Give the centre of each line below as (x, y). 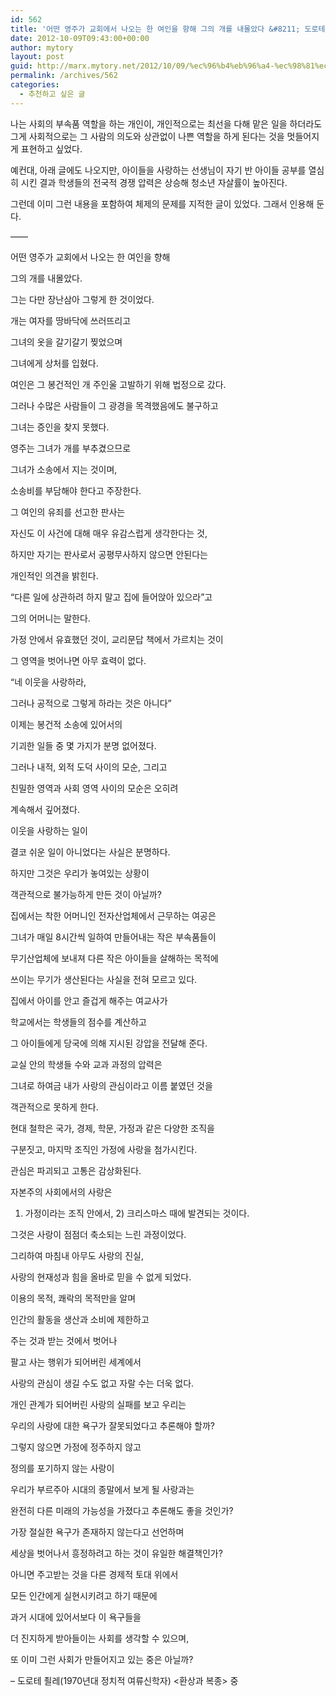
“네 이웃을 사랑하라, (48, 682)
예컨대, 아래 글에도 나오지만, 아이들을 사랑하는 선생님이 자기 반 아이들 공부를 (158, 170)
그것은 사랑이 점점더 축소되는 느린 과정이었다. (98, 1234)
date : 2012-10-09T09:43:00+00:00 (80, 38)
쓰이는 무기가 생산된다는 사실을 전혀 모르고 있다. (104, 979)
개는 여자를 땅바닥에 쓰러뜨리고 (71, 320)
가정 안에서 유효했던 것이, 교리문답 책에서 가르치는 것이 (117, 639)
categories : (35, 85)
